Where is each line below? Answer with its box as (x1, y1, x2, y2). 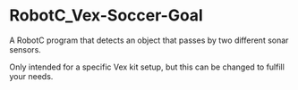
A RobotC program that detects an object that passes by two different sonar (9, 35, 289, 45)
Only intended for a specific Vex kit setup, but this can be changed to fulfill (9, 61, 285, 72)
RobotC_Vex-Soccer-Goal (9, 5, 203, 26)
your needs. (9, 70, 54, 81)
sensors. (9, 44, 42, 54)
